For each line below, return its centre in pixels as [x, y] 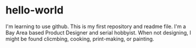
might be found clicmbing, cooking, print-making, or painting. [80, 39]
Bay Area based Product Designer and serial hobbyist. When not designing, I [98, 32]
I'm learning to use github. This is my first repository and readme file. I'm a [96, 26]
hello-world [35, 10]
